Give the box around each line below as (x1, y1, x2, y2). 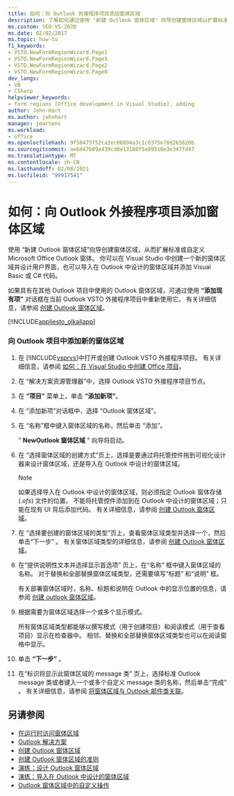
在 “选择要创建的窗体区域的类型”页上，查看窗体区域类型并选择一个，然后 (17, 528, 226, 537)
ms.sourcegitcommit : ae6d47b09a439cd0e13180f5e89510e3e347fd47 (8, 146, 195, 153)
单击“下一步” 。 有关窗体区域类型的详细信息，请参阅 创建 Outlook (17, 537, 206, 546)
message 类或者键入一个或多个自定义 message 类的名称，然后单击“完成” (17, 678, 227, 686)
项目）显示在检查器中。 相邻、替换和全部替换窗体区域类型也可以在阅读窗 (17, 631, 227, 640)
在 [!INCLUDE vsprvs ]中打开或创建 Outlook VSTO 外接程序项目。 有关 (17, 353, 216, 362)
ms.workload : (8, 127, 46, 133)
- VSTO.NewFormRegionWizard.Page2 (8, 62, 108, 69)
